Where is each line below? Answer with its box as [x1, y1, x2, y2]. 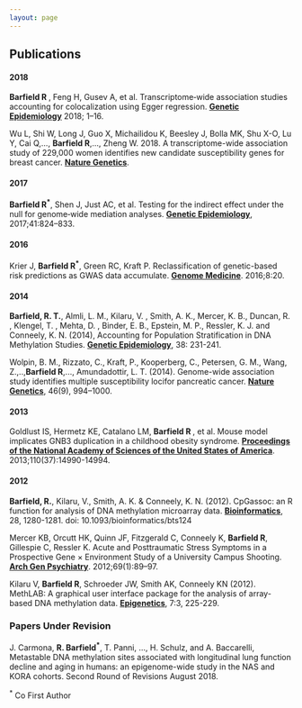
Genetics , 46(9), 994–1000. [9, 386, 112, 396]
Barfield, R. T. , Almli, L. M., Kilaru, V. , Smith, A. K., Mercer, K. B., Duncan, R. [9, 311, 290, 322]
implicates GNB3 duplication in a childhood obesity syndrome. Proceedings [9, 436, 290, 447]
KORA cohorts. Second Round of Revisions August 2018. [9, 670, 218, 681]
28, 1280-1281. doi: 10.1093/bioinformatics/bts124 [9, 514, 192, 525]
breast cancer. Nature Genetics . [9, 157, 130, 168]
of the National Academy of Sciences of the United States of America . [9, 445, 276, 456]
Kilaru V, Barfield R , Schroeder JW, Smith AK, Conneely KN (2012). [9, 578, 256, 589]
